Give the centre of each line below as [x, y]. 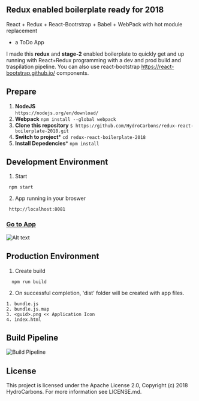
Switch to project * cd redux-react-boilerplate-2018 [80, 136]
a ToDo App [30, 42]
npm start [21, 187]
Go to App [21, 224]
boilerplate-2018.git [42, 131]
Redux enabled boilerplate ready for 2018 [85, 10]
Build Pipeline [32, 338]
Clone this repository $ [44, 125]
